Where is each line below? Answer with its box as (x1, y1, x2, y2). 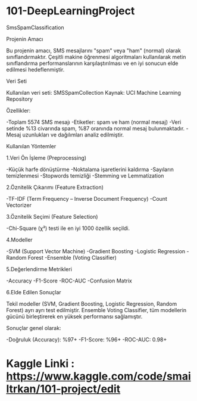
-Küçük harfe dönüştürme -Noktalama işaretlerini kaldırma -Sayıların (6, 166, 174, 173)
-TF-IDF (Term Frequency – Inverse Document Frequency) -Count (6, 195, 168, 202)
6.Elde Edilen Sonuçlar (6, 288, 61, 296)
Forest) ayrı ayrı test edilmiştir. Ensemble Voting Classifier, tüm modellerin (6, 306, 187, 313)
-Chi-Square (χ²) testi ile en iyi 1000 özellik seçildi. (6, 225, 130, 232)
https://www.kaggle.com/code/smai (6, 369, 192, 383)
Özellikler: (6, 107, 31, 114)
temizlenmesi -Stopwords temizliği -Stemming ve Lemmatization (6, 172, 164, 179)
